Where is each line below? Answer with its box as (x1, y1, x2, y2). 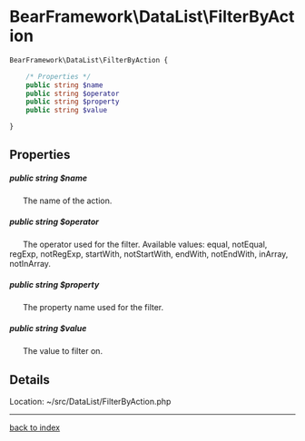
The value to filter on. (22, 346, 103, 357)
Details (9, 372, 50, 387)
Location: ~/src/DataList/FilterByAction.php (9, 397, 172, 407)
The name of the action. (22, 195, 113, 206)
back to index (9, 422, 61, 433)
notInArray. (9, 259, 52, 269)
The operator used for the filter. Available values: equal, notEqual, (22, 239, 268, 250)
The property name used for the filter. (22, 302, 164, 313)
